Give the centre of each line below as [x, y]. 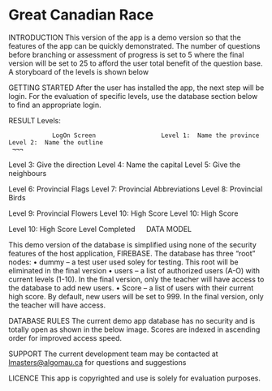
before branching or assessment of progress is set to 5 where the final [126, 54]
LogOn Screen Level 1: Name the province [155, 135]
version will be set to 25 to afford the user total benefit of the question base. [136, 63]
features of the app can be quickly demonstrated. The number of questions [134, 45]
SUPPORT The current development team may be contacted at [113, 354]
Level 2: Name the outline [56, 142]
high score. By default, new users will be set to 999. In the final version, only [136, 296]
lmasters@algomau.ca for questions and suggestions [97, 362]
